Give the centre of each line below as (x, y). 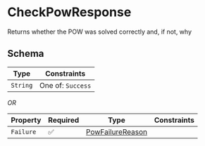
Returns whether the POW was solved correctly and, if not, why (100, 32)
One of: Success (66, 85)
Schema (26, 54)
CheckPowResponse (69, 12)
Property (26, 120)
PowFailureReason (117, 132)
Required (64, 120)
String (22, 85)
